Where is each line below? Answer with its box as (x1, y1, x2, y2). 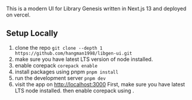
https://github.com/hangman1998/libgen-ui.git (14, 50, 133, 56)
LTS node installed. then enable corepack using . (14, 87, 134, 94)
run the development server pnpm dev (14, 74, 106, 82)
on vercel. (6, 11, 31, 18)
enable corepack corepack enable (14, 62, 98, 69)
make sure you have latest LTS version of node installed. (14, 56, 153, 63)
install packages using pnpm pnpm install (14, 68, 119, 75)
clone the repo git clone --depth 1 (14, 44, 103, 51)
